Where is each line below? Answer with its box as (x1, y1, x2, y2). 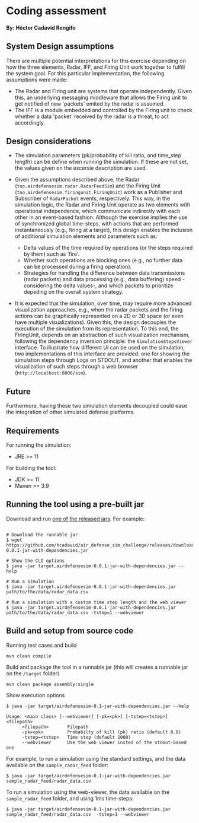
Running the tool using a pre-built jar (6, 500, 144, 510)
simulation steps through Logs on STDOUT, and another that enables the (14, 357, 192, 364)
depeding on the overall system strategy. (23, 288, 124, 295)
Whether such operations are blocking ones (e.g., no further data (23, 257, 183, 264)
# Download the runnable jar (6, 532, 78, 538)
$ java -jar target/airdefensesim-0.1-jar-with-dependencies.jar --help (6, 703, 190, 709)
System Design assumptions (6, 42, 114, 52)
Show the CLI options (11, 558, 65, 564)
